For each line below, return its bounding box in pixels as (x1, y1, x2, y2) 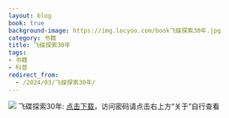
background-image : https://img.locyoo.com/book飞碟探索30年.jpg (8, 26, 222, 34)
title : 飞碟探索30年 (8, 41, 70, 49)
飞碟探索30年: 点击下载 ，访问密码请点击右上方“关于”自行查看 (18, 101, 220, 111)
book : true (8, 19, 45, 27)
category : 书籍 (8, 33, 57, 42)
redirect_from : (8, 71, 59, 79)
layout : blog (8, 11, 52, 20)
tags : (8, 49, 26, 57)
